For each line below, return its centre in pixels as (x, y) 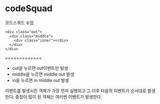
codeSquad (29, 9)
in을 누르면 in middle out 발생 (40, 80)
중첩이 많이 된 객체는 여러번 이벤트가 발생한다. (59, 97)
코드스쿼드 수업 (19, 22)
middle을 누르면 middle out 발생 (43, 74)
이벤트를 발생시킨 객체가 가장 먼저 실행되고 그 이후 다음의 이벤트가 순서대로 (76, 90)
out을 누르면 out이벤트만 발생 (40, 68)
